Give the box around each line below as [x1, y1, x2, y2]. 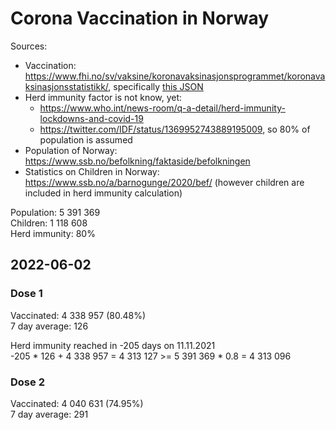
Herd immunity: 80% [10, 227, 96, 239]
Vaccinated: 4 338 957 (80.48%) [10, 309, 147, 321]
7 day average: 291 [10, 408, 89, 420]
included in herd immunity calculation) [24, 187, 183, 199]
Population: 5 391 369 [10, 206, 101, 218]
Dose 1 [10, 287, 43, 301]
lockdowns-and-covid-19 [39, 112, 144, 124]
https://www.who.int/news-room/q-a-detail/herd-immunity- [39, 102, 286, 114]
